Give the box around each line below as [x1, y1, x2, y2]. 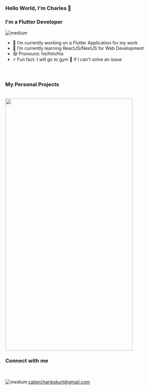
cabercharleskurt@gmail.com [27, 379, 91, 385]
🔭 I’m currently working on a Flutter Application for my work [12, 40, 138, 46]
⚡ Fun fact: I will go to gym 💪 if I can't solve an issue [12, 56, 122, 63]
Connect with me [5, 357, 48, 364]
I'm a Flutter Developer [5, 18, 63, 25]
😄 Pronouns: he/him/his [12, 51, 64, 57]
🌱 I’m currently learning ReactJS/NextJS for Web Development [12, 45, 144, 52]
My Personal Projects [5, 81, 59, 88]
